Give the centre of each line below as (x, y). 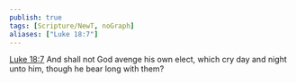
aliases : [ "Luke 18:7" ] (54, 34)
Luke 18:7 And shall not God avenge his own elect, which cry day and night (148, 60)
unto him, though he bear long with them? (87, 69)
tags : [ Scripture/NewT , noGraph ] (72, 26)
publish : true (36, 17)
